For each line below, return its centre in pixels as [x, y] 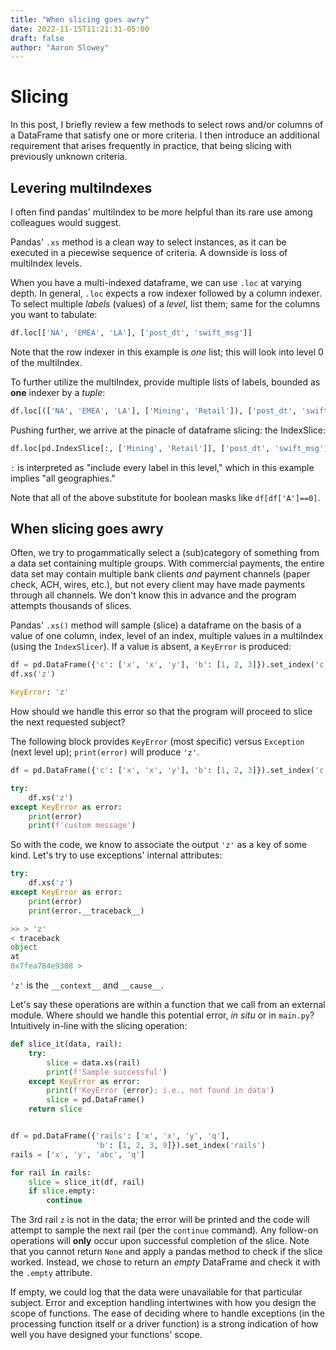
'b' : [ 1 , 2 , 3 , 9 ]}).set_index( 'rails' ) [181, 1145]
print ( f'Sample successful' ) [107, 1072]
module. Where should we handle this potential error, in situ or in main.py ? [162, 1015]
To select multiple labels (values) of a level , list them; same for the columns [165, 304]
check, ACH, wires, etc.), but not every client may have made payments [158, 585]
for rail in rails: [51, 1172]
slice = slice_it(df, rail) [86, 1182]
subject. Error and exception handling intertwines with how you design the [163, 1303]
